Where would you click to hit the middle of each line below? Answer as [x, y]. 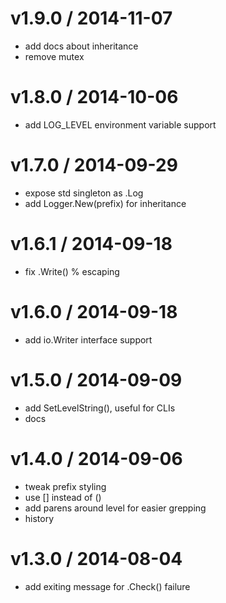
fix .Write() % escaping [72, 271]
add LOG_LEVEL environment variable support [120, 124]
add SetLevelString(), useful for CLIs [100, 408]
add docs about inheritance [81, 46]
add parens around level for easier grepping [115, 508]
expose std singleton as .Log [84, 193]
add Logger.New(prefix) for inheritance [105, 203]
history [39, 518]
